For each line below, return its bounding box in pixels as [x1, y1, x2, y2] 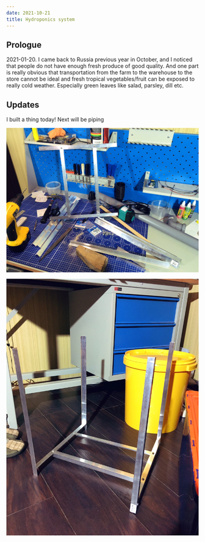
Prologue [6, 40, 41, 50]
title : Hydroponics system [6, 16, 75, 23]
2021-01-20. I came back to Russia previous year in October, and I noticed [6, 56, 193, 64]
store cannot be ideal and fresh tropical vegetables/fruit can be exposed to [6, 75, 195, 82]
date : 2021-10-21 [6, 10, 51, 16]
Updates [6, 100, 40, 110]
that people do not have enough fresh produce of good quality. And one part [6, 62, 199, 70]
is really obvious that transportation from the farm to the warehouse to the [6, 69, 193, 76]
